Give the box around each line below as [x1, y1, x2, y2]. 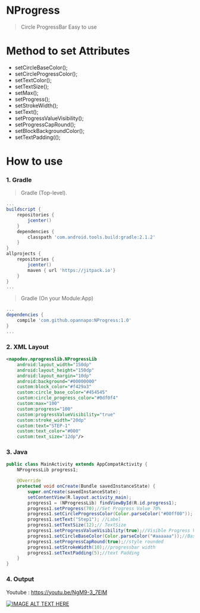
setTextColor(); [14, 76, 52, 83]
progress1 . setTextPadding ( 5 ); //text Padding [27, 550, 140, 556]
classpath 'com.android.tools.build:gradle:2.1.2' [27, 234, 156, 240]
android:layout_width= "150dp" [17, 361, 92, 367]
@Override [17, 478, 42, 484]
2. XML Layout [6, 342, 49, 351]
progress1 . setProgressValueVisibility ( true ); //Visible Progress [27, 528, 190, 534]
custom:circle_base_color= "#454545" [17, 389, 108, 395]
